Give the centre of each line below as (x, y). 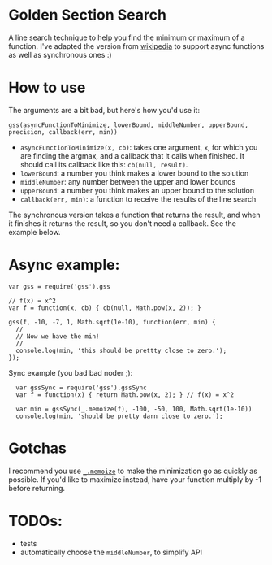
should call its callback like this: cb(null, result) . (104, 164)
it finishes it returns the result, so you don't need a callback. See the (123, 223)
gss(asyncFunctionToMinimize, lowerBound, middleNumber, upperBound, (129, 125)
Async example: (64, 265)
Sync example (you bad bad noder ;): (71, 372)
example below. (35, 232)
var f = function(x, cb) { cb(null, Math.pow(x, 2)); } (105, 308)
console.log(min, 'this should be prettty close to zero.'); (121, 350)
